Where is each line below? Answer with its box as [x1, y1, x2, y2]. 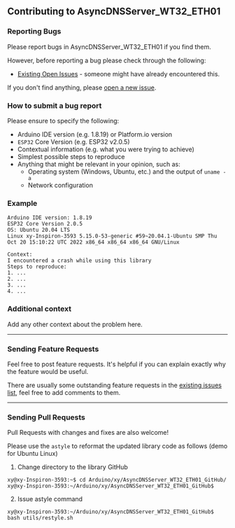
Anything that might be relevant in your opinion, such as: [17, 160, 180, 168]
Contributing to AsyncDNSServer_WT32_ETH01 [7, 6, 221, 18]
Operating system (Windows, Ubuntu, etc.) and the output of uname [27, 167, 220, 176]
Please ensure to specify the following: [7, 116, 120, 125]
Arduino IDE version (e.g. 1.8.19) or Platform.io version [17, 130, 173, 139]
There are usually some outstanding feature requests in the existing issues [7, 381, 222, 389]
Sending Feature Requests [7, 344, 99, 354]
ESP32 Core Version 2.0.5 [7, 221, 83, 228]
